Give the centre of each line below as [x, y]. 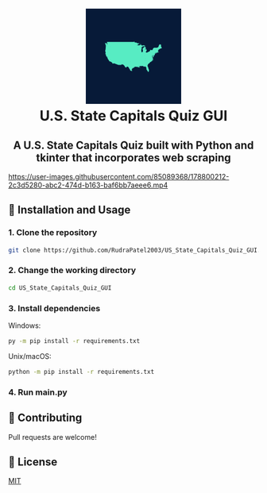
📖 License [33, 462]
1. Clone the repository [53, 233]
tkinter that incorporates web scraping [133, 158]
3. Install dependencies [54, 308]
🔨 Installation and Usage [70, 210]
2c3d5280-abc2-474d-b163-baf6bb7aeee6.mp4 [88, 185]
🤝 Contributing [45, 418]
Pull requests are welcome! [52, 437]
